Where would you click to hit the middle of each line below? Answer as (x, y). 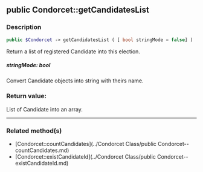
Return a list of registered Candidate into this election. (73, 51)
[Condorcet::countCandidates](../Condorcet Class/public (86, 144)
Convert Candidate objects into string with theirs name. (75, 81)
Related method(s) (34, 131)
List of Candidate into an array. (45, 109)
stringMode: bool (28, 65)
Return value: (27, 96)
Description (24, 27)
